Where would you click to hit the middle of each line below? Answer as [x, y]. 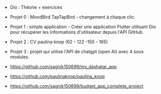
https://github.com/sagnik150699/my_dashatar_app [63, 67]
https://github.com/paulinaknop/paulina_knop [57, 76]
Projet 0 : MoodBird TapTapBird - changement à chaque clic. [73, 17]
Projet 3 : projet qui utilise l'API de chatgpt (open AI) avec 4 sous [77, 52]
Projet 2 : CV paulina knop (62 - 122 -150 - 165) [59, 42]
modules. [20, 57]
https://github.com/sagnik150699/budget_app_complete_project [76, 86]
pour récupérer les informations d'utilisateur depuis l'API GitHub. [77, 32]
